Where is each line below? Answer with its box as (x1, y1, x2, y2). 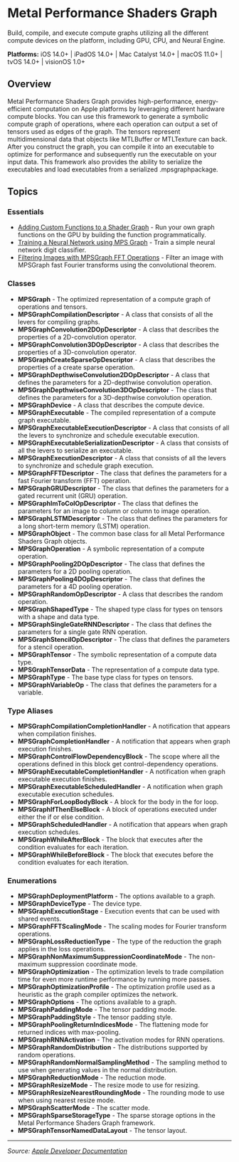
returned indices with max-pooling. (17, 1028, 121, 1037)
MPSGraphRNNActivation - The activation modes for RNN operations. (17, 1035, 225, 1044)
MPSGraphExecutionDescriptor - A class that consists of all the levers (17, 453, 226, 462)
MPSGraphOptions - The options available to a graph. (17, 998, 177, 1006)
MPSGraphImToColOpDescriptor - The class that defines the (17, 499, 198, 507)
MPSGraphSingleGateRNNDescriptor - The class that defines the (17, 620, 212, 628)
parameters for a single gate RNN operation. (17, 628, 148, 636)
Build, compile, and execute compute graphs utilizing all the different (7, 28, 208, 37)
